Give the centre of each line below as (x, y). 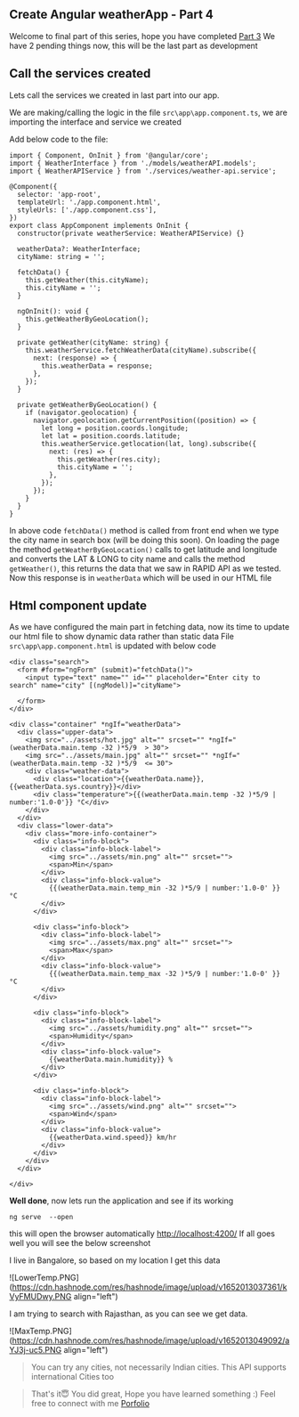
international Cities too (72, 1377)
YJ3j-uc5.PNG (36, 1350)
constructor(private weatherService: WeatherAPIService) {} (131, 233)
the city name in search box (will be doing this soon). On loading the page (145, 540)
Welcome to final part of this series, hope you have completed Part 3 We (142, 36)
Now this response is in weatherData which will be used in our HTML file (141, 577)
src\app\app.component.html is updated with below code (113, 646)
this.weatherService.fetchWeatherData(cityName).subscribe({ (141, 350)
